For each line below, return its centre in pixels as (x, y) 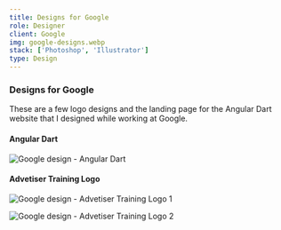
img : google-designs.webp (57, 42)
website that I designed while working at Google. (99, 119)
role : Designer (37, 26)
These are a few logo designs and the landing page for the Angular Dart (141, 109)
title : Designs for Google (59, 17)
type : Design (33, 59)
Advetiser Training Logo (55, 179)
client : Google (37, 34)
